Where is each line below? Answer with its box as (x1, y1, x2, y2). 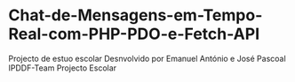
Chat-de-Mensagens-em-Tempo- (8, 5, 263, 26)
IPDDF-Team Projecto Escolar (8, 63, 117, 73)
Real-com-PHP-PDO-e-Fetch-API (8, 24, 260, 44)
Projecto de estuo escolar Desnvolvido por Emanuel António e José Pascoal (8, 53, 286, 63)
